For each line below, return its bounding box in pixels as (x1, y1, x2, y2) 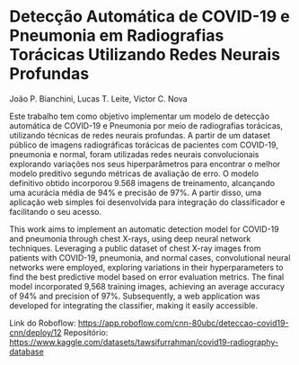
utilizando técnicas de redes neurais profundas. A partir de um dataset (9, 129, 271, 140)
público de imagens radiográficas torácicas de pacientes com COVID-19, (9, 139, 278, 150)
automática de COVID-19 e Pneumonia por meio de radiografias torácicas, (9, 120, 284, 131)
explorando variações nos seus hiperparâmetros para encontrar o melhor (9, 158, 281, 169)
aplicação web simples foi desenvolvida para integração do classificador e (9, 196, 286, 208)
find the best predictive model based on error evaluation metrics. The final (9, 272, 285, 282)
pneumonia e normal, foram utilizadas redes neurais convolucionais (9, 148, 259, 159)
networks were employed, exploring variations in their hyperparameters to (9, 262, 284, 272)
